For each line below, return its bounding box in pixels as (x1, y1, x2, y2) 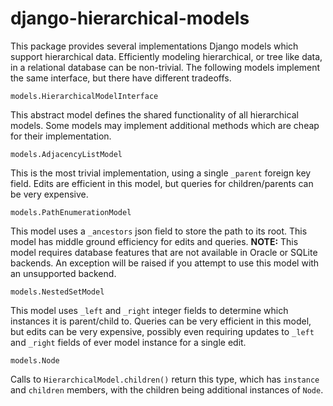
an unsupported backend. (10, 267, 117, 279)
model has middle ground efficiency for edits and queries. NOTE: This (10, 235, 299, 247)
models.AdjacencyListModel (10, 149, 123, 159)
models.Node (10, 355, 60, 366)
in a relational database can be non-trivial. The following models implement (10, 61, 321, 73)
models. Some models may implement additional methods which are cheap (10, 119, 320, 131)
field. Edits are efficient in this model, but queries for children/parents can (10, 177, 314, 189)
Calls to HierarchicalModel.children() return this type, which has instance (10, 373, 320, 385)
